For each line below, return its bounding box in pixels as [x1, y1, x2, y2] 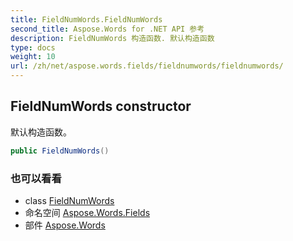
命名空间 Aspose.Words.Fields [24, 206, 151, 218]
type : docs [10, 42, 56, 53]
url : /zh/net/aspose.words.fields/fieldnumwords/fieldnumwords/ [10, 61, 284, 71]
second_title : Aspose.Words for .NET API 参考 [10, 24, 205, 34]
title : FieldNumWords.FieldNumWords [10, 14, 163, 25]
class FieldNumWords [24, 194, 115, 206]
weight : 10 [10, 52, 56, 62]
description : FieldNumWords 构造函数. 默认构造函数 [10, 33, 215, 43]
